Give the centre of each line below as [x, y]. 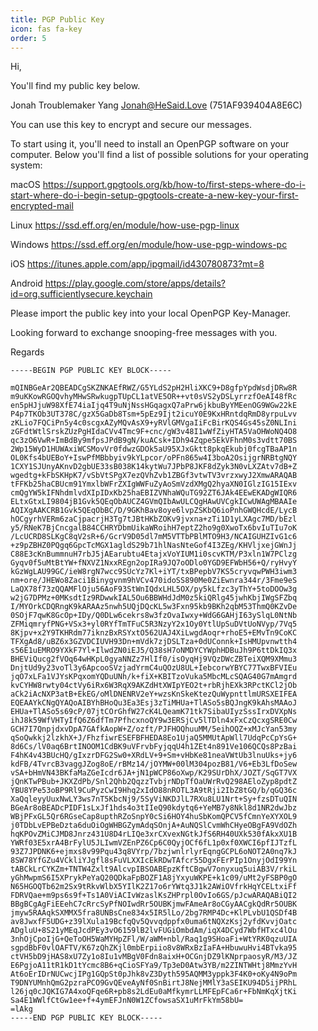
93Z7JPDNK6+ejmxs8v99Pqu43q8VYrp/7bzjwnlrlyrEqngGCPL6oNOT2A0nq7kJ [154, 852]
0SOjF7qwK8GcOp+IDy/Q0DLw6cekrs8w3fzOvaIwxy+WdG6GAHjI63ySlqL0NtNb [154, 616]
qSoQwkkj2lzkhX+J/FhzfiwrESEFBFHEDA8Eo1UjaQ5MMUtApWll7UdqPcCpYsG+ [154, 738]
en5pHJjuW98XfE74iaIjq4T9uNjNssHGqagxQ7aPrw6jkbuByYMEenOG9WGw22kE [154, 406]
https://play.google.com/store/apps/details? [135, 283]
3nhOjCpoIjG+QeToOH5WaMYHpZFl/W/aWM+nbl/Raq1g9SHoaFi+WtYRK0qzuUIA [154, 939]
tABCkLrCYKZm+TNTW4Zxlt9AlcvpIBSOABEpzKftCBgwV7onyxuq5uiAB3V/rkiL [154, 869]
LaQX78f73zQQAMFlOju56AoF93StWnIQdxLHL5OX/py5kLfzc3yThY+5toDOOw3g [154, 589]
